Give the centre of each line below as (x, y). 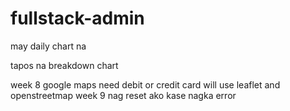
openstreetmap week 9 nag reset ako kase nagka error (123, 95)
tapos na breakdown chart (64, 65)
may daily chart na (48, 46)
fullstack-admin (77, 18)
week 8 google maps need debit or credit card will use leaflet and (145, 84)
